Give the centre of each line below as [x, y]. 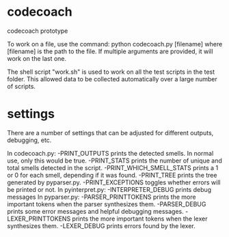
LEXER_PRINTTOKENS [39, 219]
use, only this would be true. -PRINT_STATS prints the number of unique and [114, 161]
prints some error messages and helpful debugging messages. [96, 211]
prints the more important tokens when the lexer [140, 219]
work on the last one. [37, 58]
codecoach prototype [38, 31]
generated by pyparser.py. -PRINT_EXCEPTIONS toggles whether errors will [114, 182]
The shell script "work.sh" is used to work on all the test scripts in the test [111, 72]
